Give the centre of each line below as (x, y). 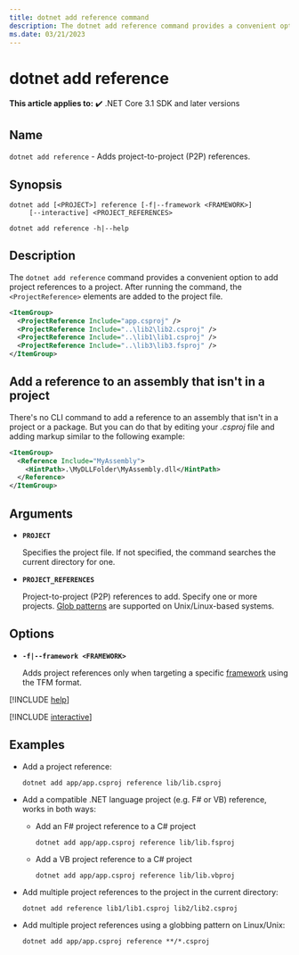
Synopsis (36, 184)
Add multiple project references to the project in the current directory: (150, 892)
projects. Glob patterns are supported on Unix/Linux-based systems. (148, 606)
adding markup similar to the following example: (97, 436)
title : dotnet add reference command (79, 17)
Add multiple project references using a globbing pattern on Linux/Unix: (154, 925)
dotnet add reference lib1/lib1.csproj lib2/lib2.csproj (130, 908)
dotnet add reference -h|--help (69, 228)
